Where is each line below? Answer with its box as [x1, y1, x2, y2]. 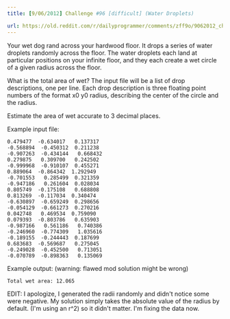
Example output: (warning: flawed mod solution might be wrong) [7, 264, 189, 272]
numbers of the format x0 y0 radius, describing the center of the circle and [7, 91, 219, 99]
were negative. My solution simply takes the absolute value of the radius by [7, 296, 220, 305]
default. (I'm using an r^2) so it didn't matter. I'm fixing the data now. [7, 304, 200, 312]
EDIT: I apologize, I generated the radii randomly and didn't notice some [7, 290, 210, 298]
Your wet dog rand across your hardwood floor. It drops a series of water [7, 41, 213, 49]
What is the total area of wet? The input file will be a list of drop [7, 76, 186, 84]
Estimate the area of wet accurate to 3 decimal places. [7, 111, 161, 120]
